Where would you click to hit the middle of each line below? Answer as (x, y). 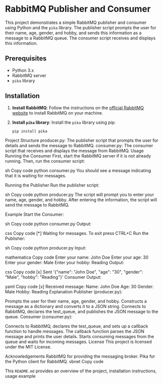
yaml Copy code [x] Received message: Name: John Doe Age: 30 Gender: (80, 287)
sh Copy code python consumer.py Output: (48, 224)
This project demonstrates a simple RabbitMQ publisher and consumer (76, 22)
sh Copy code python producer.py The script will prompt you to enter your (80, 195)
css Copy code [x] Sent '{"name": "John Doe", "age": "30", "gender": (74, 272)
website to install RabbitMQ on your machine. (57, 113)
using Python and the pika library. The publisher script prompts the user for (81, 27)
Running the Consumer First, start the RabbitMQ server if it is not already (78, 156)
